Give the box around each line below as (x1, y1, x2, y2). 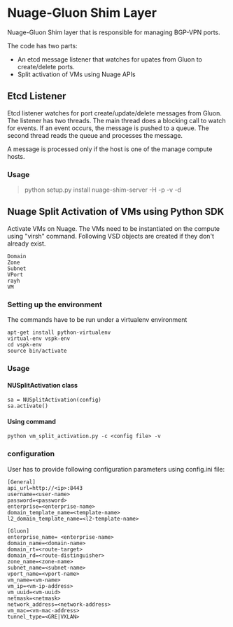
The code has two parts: (7, 41, 78, 50)
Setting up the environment (7, 300, 103, 309)
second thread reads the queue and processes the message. (7, 131, 183, 139)
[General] (7, 478, 36, 486)
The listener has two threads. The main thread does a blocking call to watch (7, 116, 226, 125)
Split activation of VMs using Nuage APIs (17, 70, 136, 78)
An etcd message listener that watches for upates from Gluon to (17, 55, 203, 64)
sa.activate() (7, 402, 49, 410)
